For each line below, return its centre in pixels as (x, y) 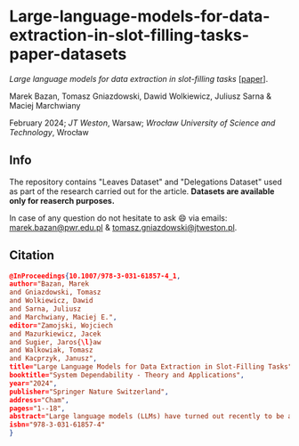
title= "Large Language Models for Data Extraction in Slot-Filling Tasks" (151, 367)
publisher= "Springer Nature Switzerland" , (89, 392)
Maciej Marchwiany (45, 105)
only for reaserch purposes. (62, 200)
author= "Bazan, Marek (49, 284)
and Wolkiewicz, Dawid (51, 301)
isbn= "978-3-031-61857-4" (57, 425)
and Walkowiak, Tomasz (51, 350)
